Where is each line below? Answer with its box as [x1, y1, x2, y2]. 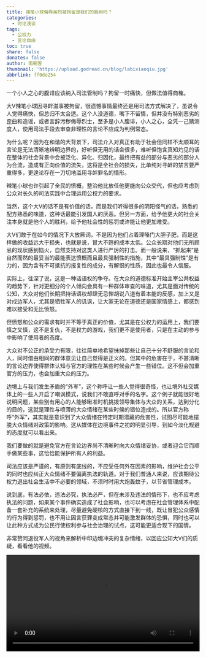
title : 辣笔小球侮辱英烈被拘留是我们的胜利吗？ [6, 9, 113, 15]
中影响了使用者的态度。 [6, 334, 66, 341]
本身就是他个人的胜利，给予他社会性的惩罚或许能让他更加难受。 [11, 218, 173, 226]
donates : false [6, 55, 45, 61]
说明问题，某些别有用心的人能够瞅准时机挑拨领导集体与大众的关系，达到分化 [6, 398, 200, 405]
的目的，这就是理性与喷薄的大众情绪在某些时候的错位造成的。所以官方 [6, 406, 184, 413]
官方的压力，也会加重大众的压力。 [6, 370, 93, 377]
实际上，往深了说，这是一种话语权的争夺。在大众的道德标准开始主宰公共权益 [6, 275, 200, 282]
